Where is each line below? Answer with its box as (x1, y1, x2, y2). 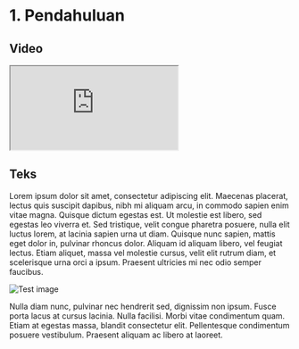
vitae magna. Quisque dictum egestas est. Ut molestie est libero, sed (9, 209, 262, 220)
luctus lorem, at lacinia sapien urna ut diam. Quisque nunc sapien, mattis (9, 229, 276, 239)
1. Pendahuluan (9, 5, 125, 26)
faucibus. (9, 266, 44, 277)
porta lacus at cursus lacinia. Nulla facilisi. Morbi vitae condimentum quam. (9, 310, 286, 321)
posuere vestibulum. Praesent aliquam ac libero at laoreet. (9, 329, 223, 340)
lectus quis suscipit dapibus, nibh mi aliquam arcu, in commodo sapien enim (9, 200, 290, 211)
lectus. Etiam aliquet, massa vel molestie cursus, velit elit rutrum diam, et (9, 247, 277, 258)
